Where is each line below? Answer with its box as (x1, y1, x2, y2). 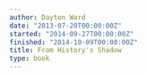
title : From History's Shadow (9, 46, 123, 55)
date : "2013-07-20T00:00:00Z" (9, 21, 123, 30)
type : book (9, 54, 50, 63)
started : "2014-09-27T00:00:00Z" (9, 29, 134, 38)
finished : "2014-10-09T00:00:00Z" (9, 37, 139, 47)
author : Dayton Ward (9, 12, 87, 22)
